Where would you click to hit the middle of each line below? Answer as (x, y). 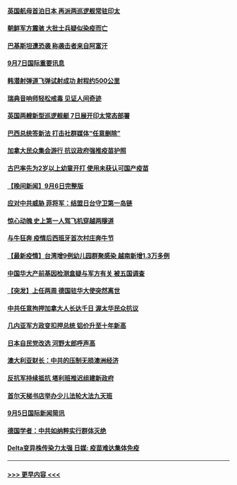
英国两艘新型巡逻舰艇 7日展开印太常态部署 (69, 116)
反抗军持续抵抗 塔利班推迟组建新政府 (61, 378)
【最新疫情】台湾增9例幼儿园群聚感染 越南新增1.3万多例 (89, 255)
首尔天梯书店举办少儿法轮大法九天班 (60, 395)
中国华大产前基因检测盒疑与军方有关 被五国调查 (76, 273)
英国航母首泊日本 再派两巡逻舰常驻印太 (64, 11)
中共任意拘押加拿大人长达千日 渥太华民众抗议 (73, 308)
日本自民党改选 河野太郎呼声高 (51, 343)
